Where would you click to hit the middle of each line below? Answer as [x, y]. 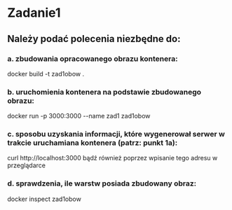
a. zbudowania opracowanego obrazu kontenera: [93, 59]
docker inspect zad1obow [45, 199]
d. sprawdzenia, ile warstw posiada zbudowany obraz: [102, 183]
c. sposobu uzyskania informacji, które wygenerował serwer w [116, 134]
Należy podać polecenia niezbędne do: [94, 39]
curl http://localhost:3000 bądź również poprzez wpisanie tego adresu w [112, 158]
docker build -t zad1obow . [46, 73]
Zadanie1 [34, 13]
